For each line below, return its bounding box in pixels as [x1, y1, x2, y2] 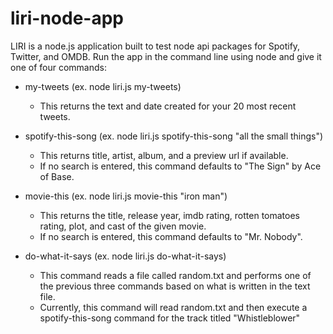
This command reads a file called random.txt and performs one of [39, 269, 312, 281]
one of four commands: [10, 61, 107, 73]
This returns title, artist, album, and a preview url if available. [39, 149, 289, 161]
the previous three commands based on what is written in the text [39, 280, 311, 292]
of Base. [39, 170, 75, 182]
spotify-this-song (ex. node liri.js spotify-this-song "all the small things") [24, 130, 324, 142]
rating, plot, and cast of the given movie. [39, 220, 207, 232]
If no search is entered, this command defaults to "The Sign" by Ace [39, 160, 322, 172]
